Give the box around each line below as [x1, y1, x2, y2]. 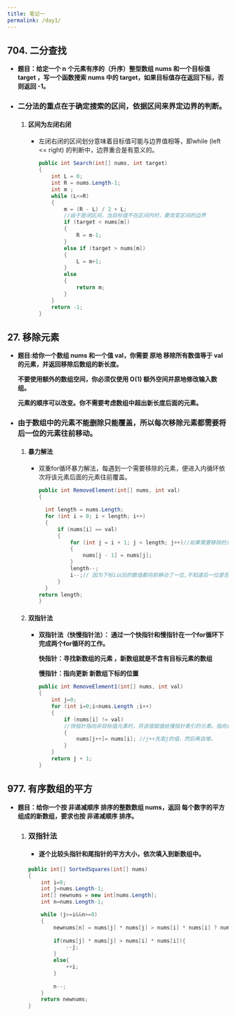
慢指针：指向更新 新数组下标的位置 [38, 669, 139, 678]
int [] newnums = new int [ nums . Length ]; [41, 892, 158, 899]
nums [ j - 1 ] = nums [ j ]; [82, 552, 152, 559]
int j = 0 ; [51, 696, 77, 703]
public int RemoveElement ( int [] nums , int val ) [38, 487, 181, 494]
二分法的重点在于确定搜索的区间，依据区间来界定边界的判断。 [17, 101, 227, 111]
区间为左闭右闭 [27, 120, 72, 129]
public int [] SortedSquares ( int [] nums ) [27, 866, 148, 873]
